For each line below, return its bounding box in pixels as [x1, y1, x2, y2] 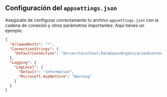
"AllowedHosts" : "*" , [9, 42, 55, 47]
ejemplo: [5, 27, 23, 34]
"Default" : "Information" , [18, 69, 75, 74]
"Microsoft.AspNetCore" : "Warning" [18, 74, 92, 79]
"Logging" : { [9, 60, 37, 65]
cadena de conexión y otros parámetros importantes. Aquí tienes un [5, 22, 145, 28]
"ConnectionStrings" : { [9, 47, 59, 51]
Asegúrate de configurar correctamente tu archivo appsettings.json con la [5, 17, 159, 23]
